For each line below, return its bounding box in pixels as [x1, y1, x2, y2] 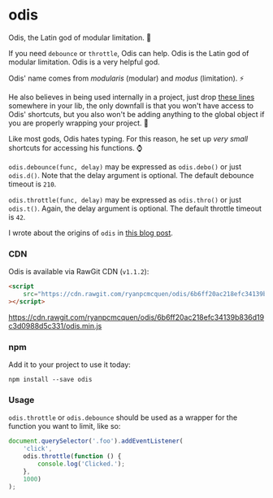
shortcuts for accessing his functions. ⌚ [8, 142, 143, 152]
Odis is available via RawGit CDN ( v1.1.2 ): [8, 267, 149, 277]
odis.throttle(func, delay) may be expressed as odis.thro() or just [8, 194, 242, 204]
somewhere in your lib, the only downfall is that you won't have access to [8, 100, 254, 111]
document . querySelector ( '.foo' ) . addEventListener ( [8, 437, 184, 445]
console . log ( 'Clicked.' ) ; [37, 460, 126, 469]
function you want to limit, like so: [8, 422, 121, 431]
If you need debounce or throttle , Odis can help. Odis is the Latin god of [8, 48, 249, 58]
